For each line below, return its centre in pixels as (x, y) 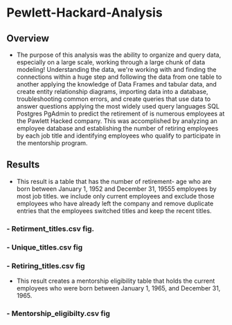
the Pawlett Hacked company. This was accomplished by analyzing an (117, 121)
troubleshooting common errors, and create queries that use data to (114, 99)
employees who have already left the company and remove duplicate (115, 203)
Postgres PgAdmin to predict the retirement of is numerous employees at (121, 113)
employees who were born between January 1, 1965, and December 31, (118, 288)
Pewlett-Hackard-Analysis (85, 13)
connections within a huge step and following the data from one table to (119, 77)
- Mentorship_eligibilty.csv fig (58, 313)
